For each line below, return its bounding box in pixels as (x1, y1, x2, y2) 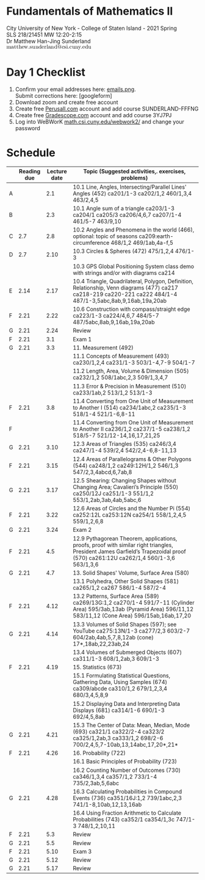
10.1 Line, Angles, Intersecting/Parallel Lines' (73, 183, 187, 191)
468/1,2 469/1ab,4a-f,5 (110, 239, 174, 247)
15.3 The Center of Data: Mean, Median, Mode (73, 721, 190, 729)
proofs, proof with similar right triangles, (73, 541, 173, 548)
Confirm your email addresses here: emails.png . (15, 85, 136, 93)
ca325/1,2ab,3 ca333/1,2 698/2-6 (73, 734, 164, 741)
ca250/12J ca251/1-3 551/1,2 (73, 490, 154, 497)
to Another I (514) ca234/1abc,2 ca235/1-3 (73, 404, 186, 411)
